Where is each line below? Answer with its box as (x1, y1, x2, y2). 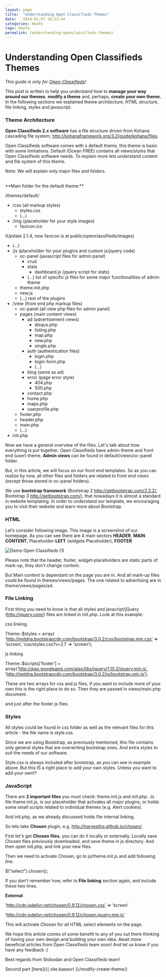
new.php (34, 338, 53, 344)
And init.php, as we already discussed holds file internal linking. (5, 814, 135, 820)
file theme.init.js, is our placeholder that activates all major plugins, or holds (5, 799, 160, 805)
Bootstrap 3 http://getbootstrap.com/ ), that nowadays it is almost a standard (5, 493, 161, 499)
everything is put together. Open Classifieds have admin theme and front (5, 447, 154, 453)
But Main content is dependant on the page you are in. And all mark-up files (5, 572, 160, 578)
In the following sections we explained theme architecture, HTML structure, (5, 99, 159, 105)
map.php (34, 332, 53, 338)
